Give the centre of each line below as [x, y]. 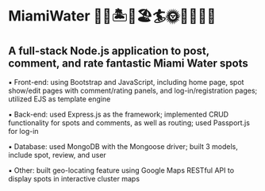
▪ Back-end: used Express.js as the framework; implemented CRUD [118, 114]
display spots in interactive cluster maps [74, 179]
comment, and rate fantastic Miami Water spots [128, 63]
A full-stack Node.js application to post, [109, 50]
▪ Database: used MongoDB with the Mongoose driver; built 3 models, [123, 147]
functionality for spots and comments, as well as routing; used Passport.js [129, 123]
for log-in [23, 131]
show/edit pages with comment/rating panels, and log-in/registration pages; [133, 90]
